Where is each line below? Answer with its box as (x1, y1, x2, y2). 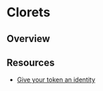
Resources (6, 56, 55, 68)
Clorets (6, 4, 51, 21)
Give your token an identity (16, 75, 96, 84)
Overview (6, 33, 51, 45)
